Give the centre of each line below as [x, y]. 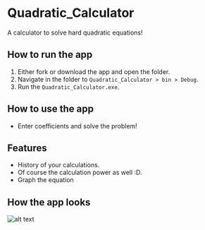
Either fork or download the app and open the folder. [94, 71]
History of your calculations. [58, 165]
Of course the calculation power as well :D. [80, 172]
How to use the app [50, 109]
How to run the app [50, 55]
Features [27, 148]
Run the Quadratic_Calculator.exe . [68, 87]
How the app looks [49, 202]
